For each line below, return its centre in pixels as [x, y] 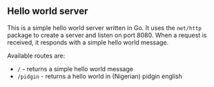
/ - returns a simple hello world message [75, 69]
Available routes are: [36, 55]
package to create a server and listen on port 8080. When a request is [107, 35]
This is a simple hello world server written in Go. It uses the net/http [105, 27]
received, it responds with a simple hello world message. [88, 42]
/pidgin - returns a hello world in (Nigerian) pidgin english [100, 76]
